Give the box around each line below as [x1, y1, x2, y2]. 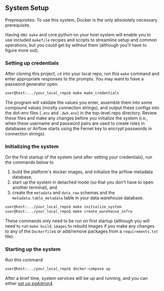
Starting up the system [5, 245, 61, 252]
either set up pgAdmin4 [5, 281, 53, 287]
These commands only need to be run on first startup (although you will [5, 218, 150, 224]
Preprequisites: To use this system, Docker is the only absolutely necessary [5, 17, 158, 23]
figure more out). [5, 47, 39, 53]
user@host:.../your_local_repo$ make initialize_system [5, 205, 121, 210]
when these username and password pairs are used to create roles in [5, 120, 145, 126]
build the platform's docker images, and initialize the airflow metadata [12, 169, 153, 175]
